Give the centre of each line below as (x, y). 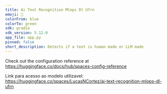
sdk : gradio (17, 28)
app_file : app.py (23, 38)
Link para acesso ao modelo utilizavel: (44, 76)
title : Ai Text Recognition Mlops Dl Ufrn (50, 10)
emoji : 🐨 (14, 14)
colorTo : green (21, 24)
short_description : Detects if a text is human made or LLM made (74, 47)
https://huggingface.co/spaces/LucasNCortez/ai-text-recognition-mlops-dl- (83, 81)
